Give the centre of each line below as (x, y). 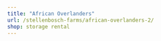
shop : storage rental (39, 26)
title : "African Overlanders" (51, 14)
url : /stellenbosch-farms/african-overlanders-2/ (81, 20)
